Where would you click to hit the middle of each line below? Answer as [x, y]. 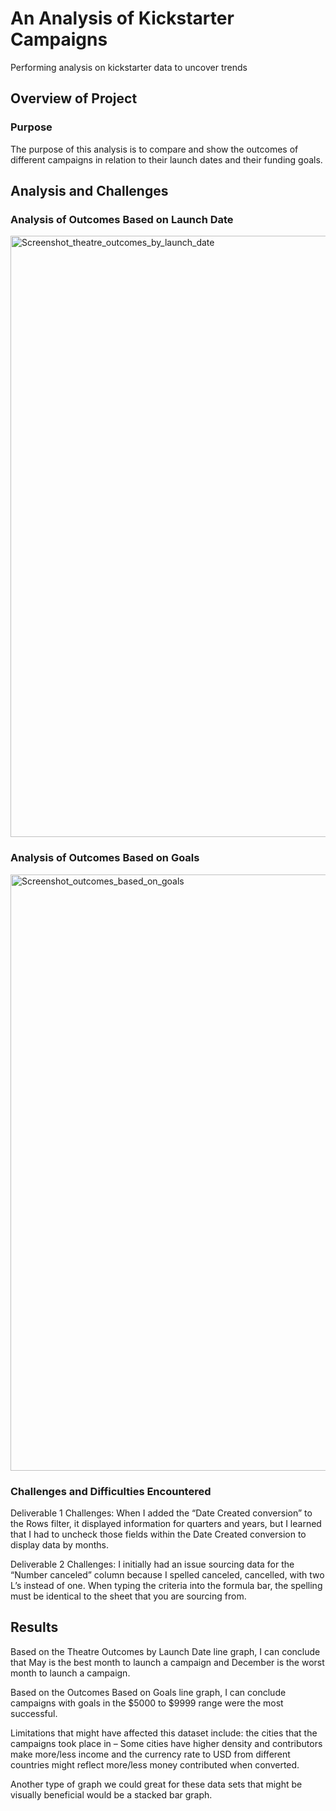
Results [34, 1627]
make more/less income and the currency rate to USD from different [150, 1754]
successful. [34, 1713]
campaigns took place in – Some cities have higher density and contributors [166, 1743]
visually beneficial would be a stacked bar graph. [111, 1794]
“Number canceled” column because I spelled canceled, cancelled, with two [167, 1574]
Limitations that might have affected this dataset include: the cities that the [164, 1733]
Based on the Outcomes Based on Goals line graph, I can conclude [148, 1692]
